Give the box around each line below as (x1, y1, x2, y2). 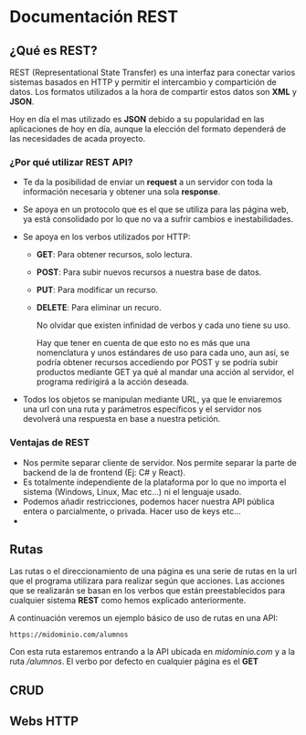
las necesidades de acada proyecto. (9, 133, 146, 143)
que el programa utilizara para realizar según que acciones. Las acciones (9, 575, 285, 586)
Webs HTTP (9, 714, 79, 730)
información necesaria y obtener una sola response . (22, 186, 221, 197)
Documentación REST (9, 6, 179, 27)
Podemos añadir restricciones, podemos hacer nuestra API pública (22, 496, 275, 507)
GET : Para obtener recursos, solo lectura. (36, 249, 193, 260)
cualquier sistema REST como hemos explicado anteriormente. (9, 595, 247, 606)
